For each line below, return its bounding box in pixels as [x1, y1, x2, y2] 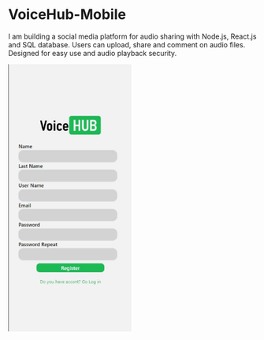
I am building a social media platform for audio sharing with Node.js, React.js [8, 32, 257, 41]
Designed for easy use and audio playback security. [8, 48, 177, 58]
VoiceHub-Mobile [8, 6, 126, 24]
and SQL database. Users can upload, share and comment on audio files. [8, 39, 246, 49]
